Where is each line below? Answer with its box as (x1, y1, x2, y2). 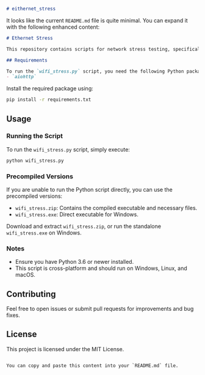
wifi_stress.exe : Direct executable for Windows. (15, 211, 138, 218)
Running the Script (6, 132, 63, 140)
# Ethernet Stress (6, 35, 53, 41)
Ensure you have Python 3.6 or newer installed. (15, 258, 134, 266)
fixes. (6, 311, 20, 319)
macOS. (15, 271, 35, 279)
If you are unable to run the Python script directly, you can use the (6, 186, 173, 193)
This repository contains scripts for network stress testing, (6, 46, 171, 52)
